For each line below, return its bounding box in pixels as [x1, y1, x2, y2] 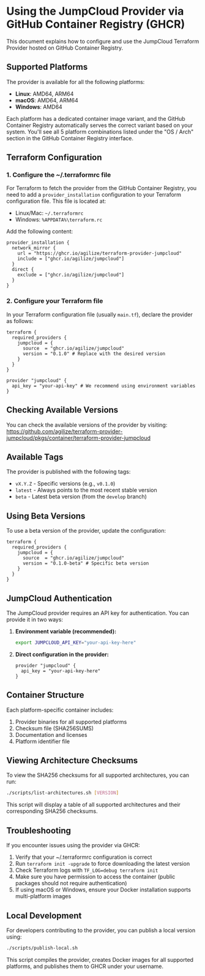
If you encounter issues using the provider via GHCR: [6, 842, 141, 849]
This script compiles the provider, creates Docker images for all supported [6, 956, 194, 963]
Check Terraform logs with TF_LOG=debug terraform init [15, 866, 158, 874]
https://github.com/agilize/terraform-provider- [6, 427, 123, 435]
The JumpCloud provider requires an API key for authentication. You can [6, 609, 190, 617]
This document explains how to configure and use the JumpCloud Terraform [6, 37, 199, 45]
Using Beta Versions [6, 511, 86, 521]
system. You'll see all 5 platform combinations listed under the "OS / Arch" [6, 128, 194, 135]
